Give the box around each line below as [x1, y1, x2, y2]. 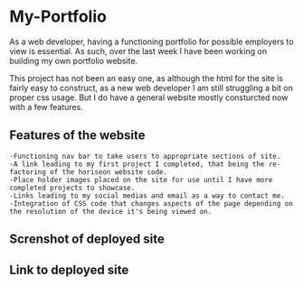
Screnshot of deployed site [9, 232, 165, 247]
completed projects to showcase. [9, 183, 136, 192]
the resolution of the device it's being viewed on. [9, 207, 213, 216]
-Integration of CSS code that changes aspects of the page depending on [9, 198, 294, 208]
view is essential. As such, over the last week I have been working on [9, 45, 268, 56]
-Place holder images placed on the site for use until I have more [9, 175, 273, 184]
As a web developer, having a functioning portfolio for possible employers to [9, 36, 294, 47]
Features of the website [9, 128, 146, 143]
